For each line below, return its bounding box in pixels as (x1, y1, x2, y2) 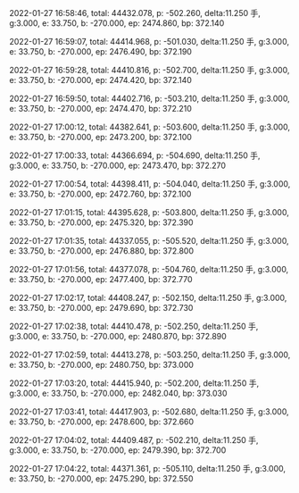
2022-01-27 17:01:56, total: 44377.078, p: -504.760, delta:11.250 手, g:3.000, (9, 264, 289, 274)
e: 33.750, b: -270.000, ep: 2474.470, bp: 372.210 (9, 104, 192, 113)
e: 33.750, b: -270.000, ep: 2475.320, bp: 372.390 (9, 217, 194, 228)
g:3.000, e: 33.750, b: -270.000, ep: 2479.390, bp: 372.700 (9, 445, 227, 455)
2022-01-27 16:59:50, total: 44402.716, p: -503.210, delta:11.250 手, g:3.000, (9, 93, 290, 104)
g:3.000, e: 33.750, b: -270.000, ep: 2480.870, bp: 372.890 (9, 331, 228, 341)
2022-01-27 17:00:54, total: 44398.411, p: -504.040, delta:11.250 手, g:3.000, (9, 179, 291, 189)
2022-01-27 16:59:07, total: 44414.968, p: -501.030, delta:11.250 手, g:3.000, (9, 37, 290, 46)
